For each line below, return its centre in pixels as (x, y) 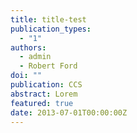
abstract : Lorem (44, 94)
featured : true (42, 103)
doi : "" (26, 76)
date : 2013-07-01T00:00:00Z (69, 112)
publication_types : (51, 29)
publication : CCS (46, 85)
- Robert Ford (48, 66)
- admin (35, 57)
